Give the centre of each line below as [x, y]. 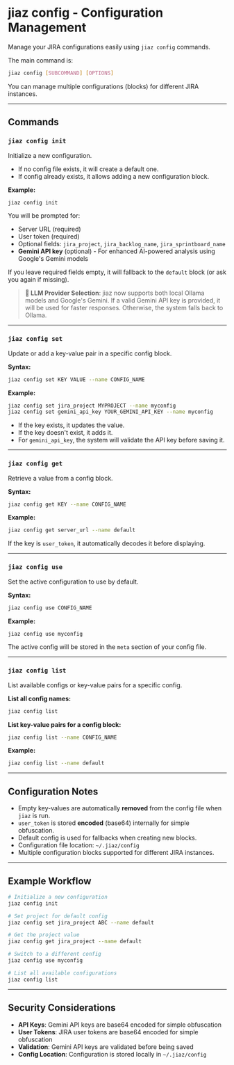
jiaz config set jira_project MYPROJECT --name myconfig [92, 406]
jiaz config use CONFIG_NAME [50, 608]
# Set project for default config [58, 916]
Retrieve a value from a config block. [60, 478]
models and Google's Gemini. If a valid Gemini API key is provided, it [123, 301]
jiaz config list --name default [56, 763]
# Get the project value [44, 935]
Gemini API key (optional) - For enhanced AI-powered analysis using [117, 251]
